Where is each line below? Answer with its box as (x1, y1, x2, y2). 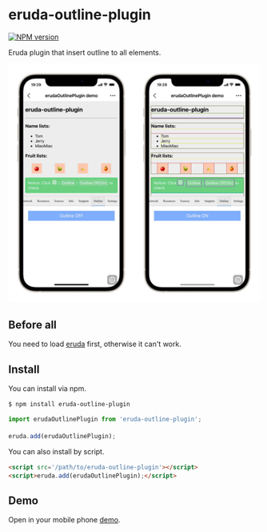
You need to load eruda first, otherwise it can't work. (8, 339, 181, 349)
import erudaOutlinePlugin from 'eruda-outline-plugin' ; (8, 415, 202, 423)
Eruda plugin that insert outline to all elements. (8, 47, 161, 57)
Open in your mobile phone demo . (8, 515, 121, 525)
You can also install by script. (8, 446, 105, 456)
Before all (8, 318, 58, 332)
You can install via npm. (8, 384, 86, 393)
